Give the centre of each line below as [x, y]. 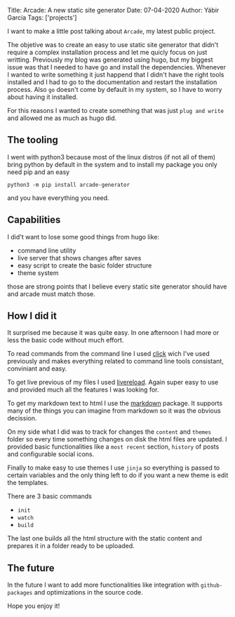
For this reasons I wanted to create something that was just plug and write [116, 111]
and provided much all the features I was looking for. [83, 390]
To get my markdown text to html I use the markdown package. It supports [115, 404]
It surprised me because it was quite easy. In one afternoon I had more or [113, 333]
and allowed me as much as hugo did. [62, 118]
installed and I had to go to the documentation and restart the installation [112, 82]
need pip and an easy [39, 172]
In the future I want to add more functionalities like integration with [103, 585]
